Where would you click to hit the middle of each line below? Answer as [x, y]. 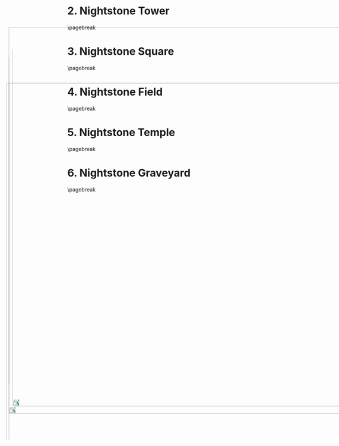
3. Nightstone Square [121, 51]
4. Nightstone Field [115, 92]
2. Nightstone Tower [118, 11]
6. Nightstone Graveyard [129, 173]
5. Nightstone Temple [121, 133]
